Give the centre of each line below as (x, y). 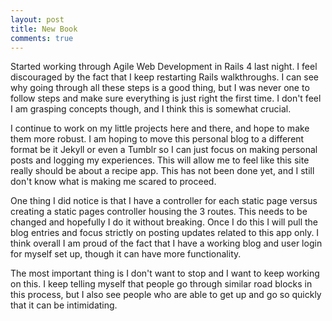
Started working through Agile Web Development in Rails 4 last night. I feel (164, 67)
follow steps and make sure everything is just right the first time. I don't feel (166, 98)
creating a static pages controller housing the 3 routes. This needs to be (159, 212)
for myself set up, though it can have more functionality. (126, 254)
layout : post (37, 19)
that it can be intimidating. (64, 305)
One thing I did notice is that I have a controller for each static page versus (164, 201)
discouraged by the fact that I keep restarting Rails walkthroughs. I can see (165, 77)
